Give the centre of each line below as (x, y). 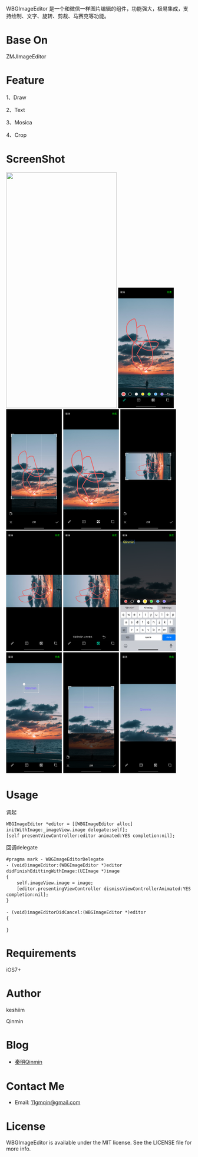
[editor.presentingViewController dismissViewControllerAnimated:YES (104, 889)
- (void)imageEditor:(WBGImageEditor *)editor (64, 865)
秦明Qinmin (29, 1062)
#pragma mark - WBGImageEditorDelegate (55, 859)
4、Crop (16, 135)
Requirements (41, 953)
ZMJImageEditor (26, 56)
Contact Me (35, 1086)
